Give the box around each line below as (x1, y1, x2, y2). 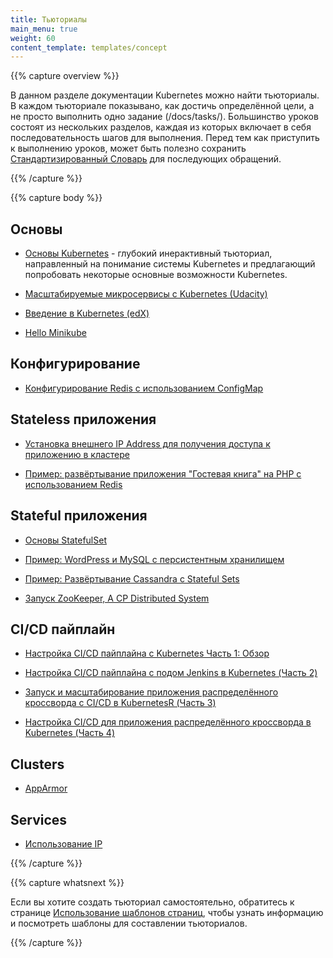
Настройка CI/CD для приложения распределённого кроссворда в (24, 716, 312, 728)
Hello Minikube (24, 327, 87, 339)
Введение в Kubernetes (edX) (24, 307, 150, 320)
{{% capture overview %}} (10, 70, 120, 82)
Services (10, 811, 68, 828)
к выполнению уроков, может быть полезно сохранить (10, 142, 247, 155)
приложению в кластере (24, 448, 130, 460)
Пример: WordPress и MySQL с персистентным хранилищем (24, 553, 285, 565)
